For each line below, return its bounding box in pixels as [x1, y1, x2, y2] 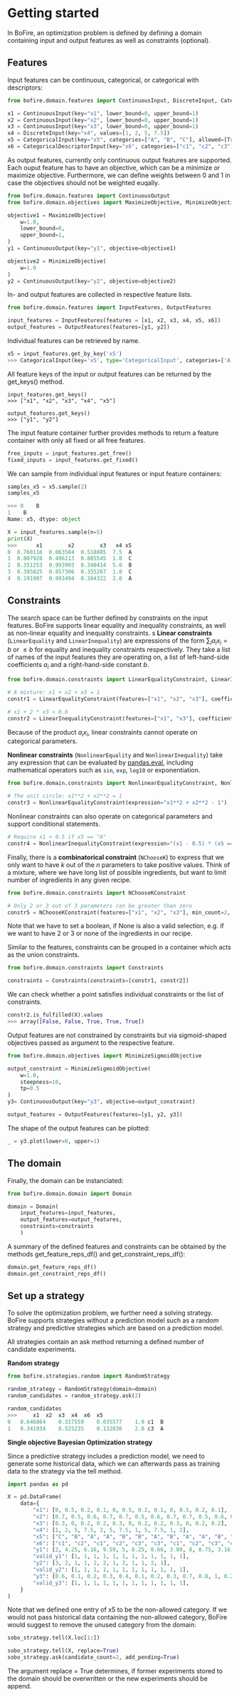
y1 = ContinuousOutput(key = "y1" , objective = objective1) [7, 245, 176, 252]
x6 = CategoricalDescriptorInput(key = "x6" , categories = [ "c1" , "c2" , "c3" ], [7, 143, 237, 150]
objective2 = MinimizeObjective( [7, 258, 107, 265]
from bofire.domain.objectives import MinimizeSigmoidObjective [7, 1052, 202, 1059]
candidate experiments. [7, 1345, 77, 1354]
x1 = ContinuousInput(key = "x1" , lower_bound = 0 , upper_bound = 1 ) [7, 110, 199, 117]
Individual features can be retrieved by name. [7, 337, 140, 345]
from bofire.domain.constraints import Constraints [7, 965, 164, 972]
